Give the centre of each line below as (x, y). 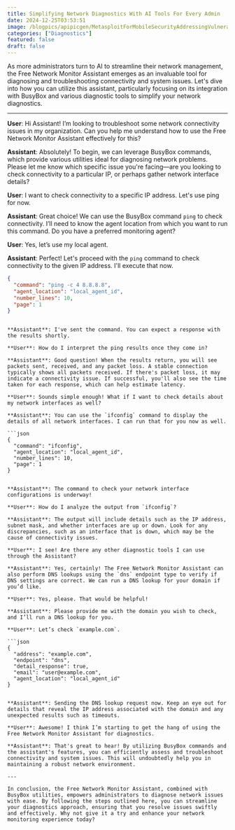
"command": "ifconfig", (48, 446)
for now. (19, 203)
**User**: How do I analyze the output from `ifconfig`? (92, 507)
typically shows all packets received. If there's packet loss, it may (114, 373)
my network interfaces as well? (54, 403)
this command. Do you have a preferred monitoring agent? (92, 231)
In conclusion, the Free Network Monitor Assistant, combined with (108, 789)
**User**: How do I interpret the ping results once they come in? (108, 348)
